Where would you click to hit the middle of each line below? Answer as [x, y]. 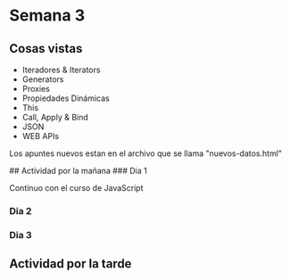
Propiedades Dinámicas [66, 98]
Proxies [36, 89]
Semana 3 [47, 16]
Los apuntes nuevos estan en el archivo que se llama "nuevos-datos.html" [146, 153]
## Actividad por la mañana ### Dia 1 [78, 171]
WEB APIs [41, 136]
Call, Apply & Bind [55, 117]
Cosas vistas [46, 49]
